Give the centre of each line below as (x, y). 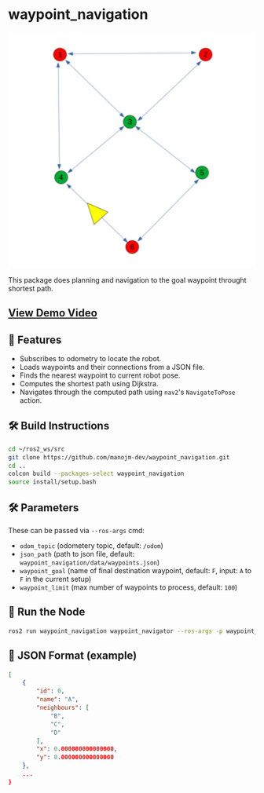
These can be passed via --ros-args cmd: (77, 531)
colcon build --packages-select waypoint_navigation (96, 474)
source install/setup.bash (52, 482)
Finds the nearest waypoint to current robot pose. (100, 375)
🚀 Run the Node (47, 612)
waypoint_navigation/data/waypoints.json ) (90, 562)
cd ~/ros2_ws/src (37, 449)
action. (31, 400)
